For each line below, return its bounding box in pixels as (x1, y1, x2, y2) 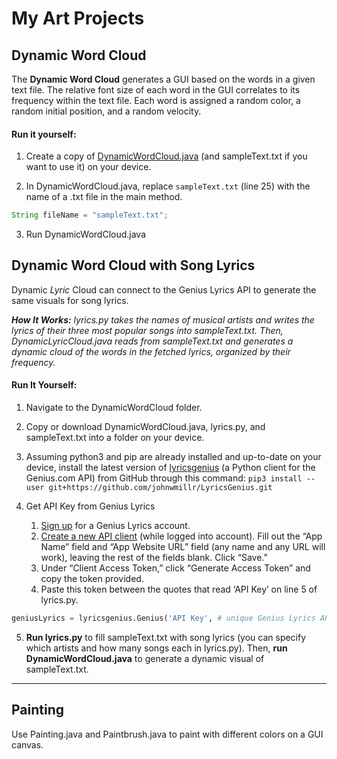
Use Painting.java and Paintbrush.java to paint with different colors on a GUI (11, 728, 324, 740)
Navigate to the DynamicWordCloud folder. (25, 402, 203, 414)
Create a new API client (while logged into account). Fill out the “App (40, 530, 323, 542)
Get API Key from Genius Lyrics (25, 500, 156, 512)
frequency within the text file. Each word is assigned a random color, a (11, 95, 301, 106)
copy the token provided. (40, 573, 144, 585)
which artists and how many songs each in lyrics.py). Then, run (25, 642, 288, 654)
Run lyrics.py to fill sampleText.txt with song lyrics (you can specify (25, 631, 307, 643)
